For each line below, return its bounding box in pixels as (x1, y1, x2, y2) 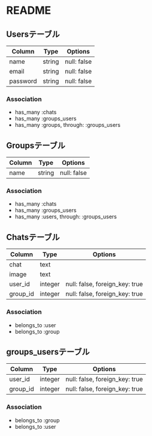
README (6, 4, 51, 17)
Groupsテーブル (6, 140, 66, 150)
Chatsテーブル (6, 232, 60, 242)
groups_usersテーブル (6, 346, 90, 357)
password (9, 77, 37, 85)
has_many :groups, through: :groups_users (14, 121, 121, 129)
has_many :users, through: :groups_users (14, 213, 117, 220)
